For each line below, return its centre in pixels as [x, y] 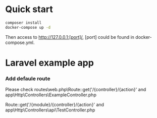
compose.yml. [20, 42]
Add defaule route [28, 78]
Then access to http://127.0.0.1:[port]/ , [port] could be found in [70, 37]
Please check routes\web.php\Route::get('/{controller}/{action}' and [76, 90]
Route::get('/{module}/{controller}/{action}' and [55, 105]
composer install [23, 23]
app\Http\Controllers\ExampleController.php [51, 95]
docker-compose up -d [28, 27]
